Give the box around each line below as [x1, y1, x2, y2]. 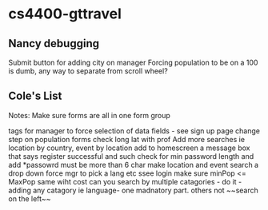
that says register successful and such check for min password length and [8, 151, 254, 160]
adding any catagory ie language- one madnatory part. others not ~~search [8, 185, 258, 195]
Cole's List [8, 89, 62, 103]
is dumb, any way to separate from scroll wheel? [8, 66, 168, 76]
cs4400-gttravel [8, 5, 122, 23]
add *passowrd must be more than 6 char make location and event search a [8, 160, 258, 169]
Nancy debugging [8, 37, 100, 50]
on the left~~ [8, 193, 51, 204]
